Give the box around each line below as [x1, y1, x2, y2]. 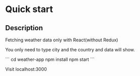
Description [5, 24, 43, 32]
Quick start [5, 4, 53, 15]
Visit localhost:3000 [5, 66, 47, 72]
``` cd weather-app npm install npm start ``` [5, 56, 95, 62]
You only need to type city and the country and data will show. [5, 47, 135, 52]
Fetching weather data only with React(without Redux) [5, 37, 118, 43]
